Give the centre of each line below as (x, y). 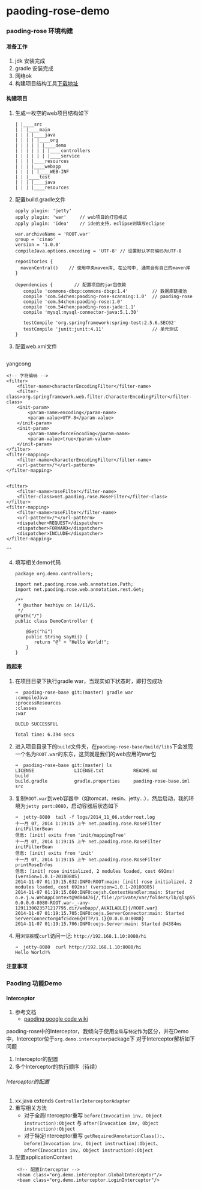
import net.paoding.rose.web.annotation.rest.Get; (79, 589)
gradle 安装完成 (34, 69)
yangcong (19, 363)
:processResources (38, 703)
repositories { (34, 261)
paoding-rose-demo (58, 11)
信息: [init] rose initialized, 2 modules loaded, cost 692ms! (95, 871)
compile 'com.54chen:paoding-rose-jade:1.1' (79, 307)
